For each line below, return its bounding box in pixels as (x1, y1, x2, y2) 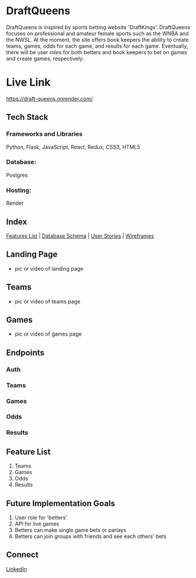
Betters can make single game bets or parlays (14, 527, 127, 534)
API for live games (14, 520, 60, 527)
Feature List (6, 446, 51, 457)
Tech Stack (6, 112, 48, 122)
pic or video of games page (14, 330, 82, 337)
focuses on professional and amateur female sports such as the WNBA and (6, 29, 189, 37)
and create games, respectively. (6, 55, 84, 62)
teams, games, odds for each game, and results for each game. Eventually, (6, 42, 188, 50)
